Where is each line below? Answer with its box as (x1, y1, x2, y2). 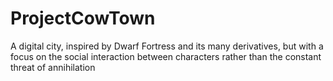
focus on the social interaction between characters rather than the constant (10, 50, 322, 62)
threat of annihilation (10, 61, 96, 73)
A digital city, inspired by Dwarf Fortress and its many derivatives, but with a (10, 40, 324, 52)
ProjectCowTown (10, 7, 156, 30)
